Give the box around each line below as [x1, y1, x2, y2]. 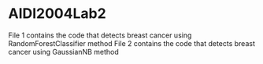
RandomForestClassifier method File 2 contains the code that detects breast [8, 38, 256, 48]
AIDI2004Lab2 [8, 5, 106, 23]
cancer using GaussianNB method [8, 47, 120, 56]
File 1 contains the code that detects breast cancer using [8, 30, 192, 40]
